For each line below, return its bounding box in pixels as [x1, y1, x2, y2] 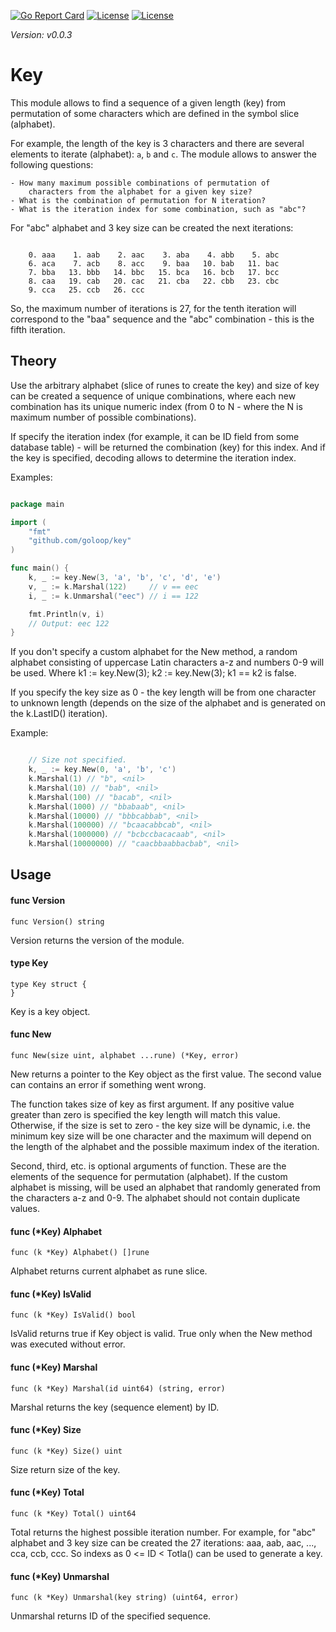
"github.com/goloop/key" [28, 536, 132, 546]
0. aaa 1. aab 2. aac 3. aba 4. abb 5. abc [28, 250, 280, 260]
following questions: [10, 158, 94, 170]
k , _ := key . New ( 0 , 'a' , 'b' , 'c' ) [28, 765, 177, 775]
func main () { [10, 563, 70, 574]
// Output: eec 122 [28, 618, 110, 629]
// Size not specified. [28, 755, 128, 765]
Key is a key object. [10, 1005, 91, 1017]
